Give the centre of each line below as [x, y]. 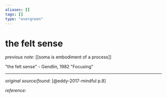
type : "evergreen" [24, 19]
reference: [16, 91]
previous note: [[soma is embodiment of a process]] [58, 57]
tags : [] [14, 14]
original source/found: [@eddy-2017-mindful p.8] [56, 81]
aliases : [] [17, 10]
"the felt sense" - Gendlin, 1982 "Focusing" [49, 67]
